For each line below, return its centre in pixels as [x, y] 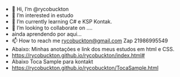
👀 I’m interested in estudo [43, 15]
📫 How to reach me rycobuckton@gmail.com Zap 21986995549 [90, 41]
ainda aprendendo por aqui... [47, 34]
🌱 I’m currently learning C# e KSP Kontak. [62, 21]
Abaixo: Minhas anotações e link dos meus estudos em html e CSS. [93, 49]
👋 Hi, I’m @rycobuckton [40, 9]
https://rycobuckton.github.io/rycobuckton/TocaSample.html [85, 68]
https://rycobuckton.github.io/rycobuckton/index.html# [78, 55]
